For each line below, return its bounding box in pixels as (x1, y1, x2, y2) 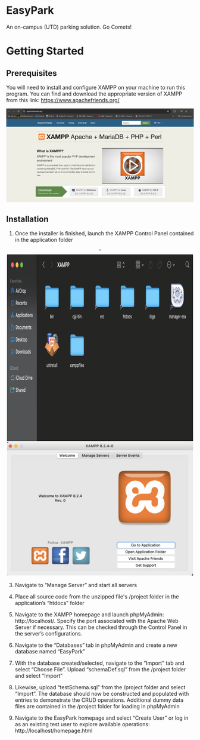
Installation (6, 214, 49, 224)
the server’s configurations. (14, 630, 83, 637)
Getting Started (6, 44, 85, 58)
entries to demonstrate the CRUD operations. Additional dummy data (14, 696, 184, 704)
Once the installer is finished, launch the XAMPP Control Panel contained (14, 230, 194, 237)
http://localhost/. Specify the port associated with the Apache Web (14, 617, 179, 624)
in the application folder (14, 237, 73, 243)
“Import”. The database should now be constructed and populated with (14, 690, 189, 697)
